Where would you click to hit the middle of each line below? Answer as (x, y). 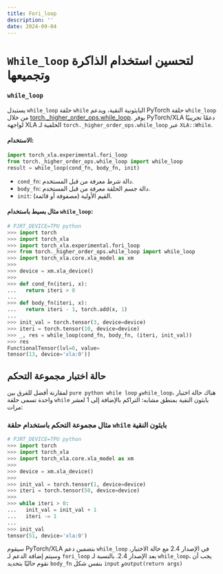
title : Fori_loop (32, 13)
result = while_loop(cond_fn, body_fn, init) (73, 168)
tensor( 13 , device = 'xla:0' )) (49, 355)
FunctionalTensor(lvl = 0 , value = (53, 348)
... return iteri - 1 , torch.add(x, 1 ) (67, 310)
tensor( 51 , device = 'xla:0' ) (47, 535)
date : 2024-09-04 (32, 26)
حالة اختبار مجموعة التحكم (57, 376)
